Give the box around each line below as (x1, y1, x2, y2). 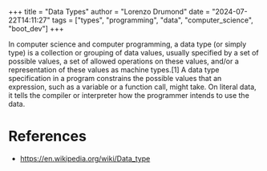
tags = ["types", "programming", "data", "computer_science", (51, 15, 254, 25)
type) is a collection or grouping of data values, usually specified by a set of (8, 48, 259, 57)
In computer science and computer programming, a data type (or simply (8, 39, 247, 49)
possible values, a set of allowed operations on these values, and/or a (8, 56, 239, 66)
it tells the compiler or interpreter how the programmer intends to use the (8, 91, 250, 100)
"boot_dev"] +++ (8, 24, 64, 33)
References (8, 128, 87, 145)
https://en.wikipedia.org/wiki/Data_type (19, 153, 151, 163)
